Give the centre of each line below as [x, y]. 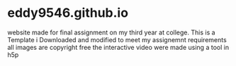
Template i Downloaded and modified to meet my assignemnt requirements [117, 39]
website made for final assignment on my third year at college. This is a [111, 32]
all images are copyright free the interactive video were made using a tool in [118, 47]
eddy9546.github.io [68, 13]
